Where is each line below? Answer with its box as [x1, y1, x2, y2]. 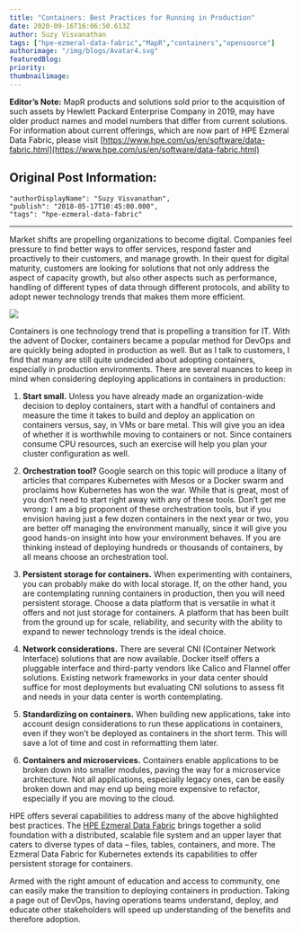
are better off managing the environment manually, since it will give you [22, 522, 288, 533]
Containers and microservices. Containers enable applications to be [22, 754, 279, 765]
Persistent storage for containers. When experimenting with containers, [22, 568, 293, 580]
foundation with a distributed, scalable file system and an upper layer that [9, 829, 281, 840]
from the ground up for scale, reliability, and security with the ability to [22, 617, 283, 627]
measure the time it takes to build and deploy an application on [22, 410, 255, 421]
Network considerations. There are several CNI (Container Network [22, 644, 276, 654]
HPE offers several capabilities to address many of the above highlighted [9, 810, 279, 821]
